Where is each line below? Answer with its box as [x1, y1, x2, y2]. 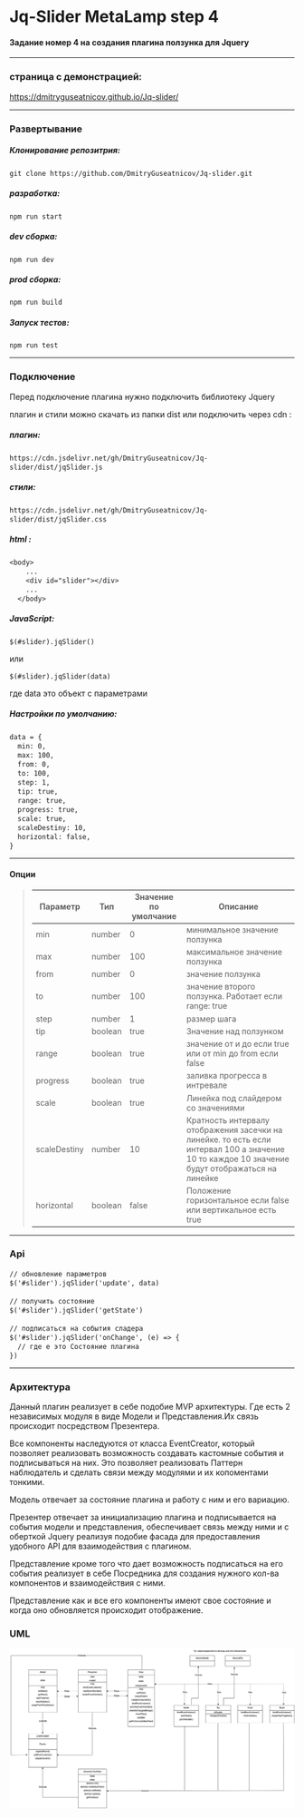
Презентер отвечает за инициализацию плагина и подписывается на [9, 1512, 277, 1523]
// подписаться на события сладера [9, 1324, 144, 1333]
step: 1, [17, 777, 51, 787]
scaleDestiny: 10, [17, 823, 88, 832]
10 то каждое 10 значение [185, 1153, 290, 1164]
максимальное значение [185, 946, 283, 957]
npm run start [9, 211, 63, 221]
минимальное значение [185, 924, 279, 935]
